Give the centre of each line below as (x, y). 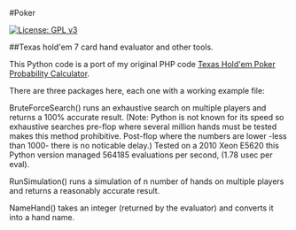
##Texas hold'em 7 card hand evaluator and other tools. (112, 47)
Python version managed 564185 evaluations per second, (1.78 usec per (141, 155)
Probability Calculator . (50, 73)
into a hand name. (42, 217)
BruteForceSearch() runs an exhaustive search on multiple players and (138, 108)
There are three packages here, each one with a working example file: (137, 91)
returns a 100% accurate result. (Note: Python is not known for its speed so (147, 117)
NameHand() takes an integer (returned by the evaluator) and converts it (141, 208)
